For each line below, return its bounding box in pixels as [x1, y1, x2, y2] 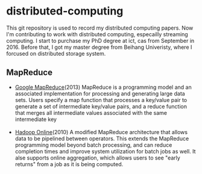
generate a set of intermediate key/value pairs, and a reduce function [14, 103, 187, 110]
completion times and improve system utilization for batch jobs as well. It [14, 147, 196, 155]
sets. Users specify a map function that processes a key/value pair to [14, 96, 188, 103]
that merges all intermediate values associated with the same [14, 109, 168, 116]
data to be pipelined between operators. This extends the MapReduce [14, 135, 189, 142]
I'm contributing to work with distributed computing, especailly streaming [6, 30, 188, 37]
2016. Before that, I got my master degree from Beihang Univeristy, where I [6, 43, 192, 51]
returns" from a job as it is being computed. [14, 160, 124, 167]
